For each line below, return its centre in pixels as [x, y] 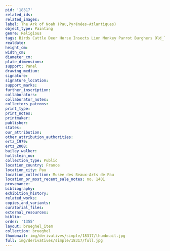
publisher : [17, 123]
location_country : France [32, 165]
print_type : [18, 109]
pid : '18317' [19, 10]
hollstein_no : [20, 156]
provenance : [18, 184]
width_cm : [16, 52]
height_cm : [17, 48]
